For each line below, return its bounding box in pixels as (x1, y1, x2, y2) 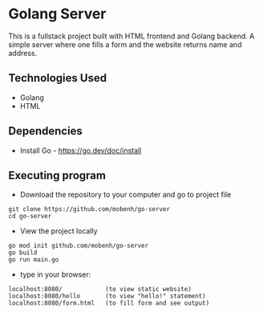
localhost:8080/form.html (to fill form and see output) (8, 299, 210, 308)
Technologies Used (8, 71, 107, 85)
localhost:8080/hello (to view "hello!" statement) (8, 293, 206, 301)
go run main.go (8, 256, 59, 264)
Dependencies (8, 125, 83, 138)
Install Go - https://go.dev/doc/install (19, 146, 142, 155)
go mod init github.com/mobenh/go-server (8, 241, 149, 250)
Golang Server (8, 5, 107, 23)
